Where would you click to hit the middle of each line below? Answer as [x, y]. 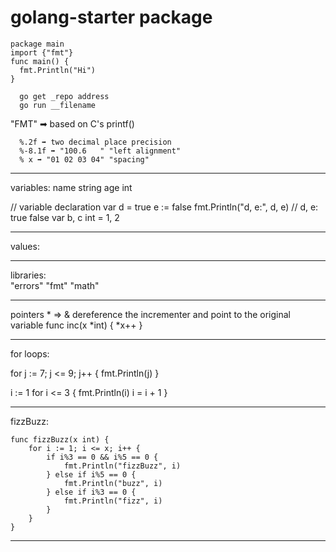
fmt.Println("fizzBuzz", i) [122, 466]
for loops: [30, 353]
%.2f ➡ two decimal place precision [95, 142]
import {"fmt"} [42, 52]
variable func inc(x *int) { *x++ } [76, 325]
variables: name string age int [71, 187]
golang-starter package [111, 17]
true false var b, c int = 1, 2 [65, 217]
